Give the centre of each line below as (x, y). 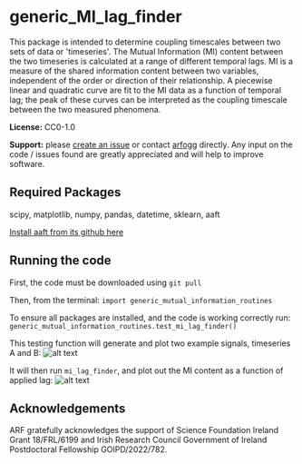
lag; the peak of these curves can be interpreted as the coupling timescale (149, 99)
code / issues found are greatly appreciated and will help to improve (136, 154)
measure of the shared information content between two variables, (134, 71)
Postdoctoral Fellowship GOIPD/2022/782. (88, 449)
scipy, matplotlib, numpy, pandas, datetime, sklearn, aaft (115, 214)
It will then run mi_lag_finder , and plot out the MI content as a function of (146, 370)
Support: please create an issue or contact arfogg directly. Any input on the (151, 144)
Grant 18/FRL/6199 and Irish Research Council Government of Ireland (138, 440)
